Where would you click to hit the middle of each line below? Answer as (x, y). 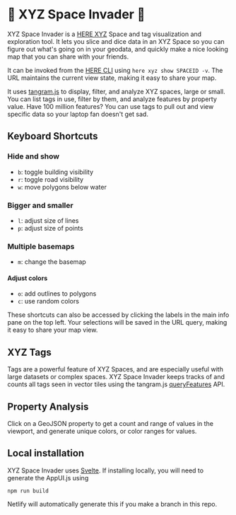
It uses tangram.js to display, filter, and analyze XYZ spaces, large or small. (117, 91)
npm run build (28, 491)
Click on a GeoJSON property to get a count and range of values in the (111, 424)
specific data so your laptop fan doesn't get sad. (78, 114)
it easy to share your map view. (53, 330)
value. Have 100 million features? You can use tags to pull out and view (111, 106)
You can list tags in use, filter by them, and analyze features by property (112, 99)
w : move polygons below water (62, 187)
